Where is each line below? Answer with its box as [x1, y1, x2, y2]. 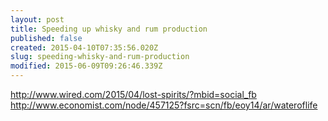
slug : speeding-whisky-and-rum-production [10, 52, 190, 62]
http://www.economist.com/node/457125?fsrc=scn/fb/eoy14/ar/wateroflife [10, 99, 318, 111]
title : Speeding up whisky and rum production [10, 24, 208, 34]
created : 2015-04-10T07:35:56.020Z [10, 42, 159, 53]
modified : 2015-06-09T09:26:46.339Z [10, 61, 163, 71]
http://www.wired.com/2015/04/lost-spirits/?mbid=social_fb [10, 89, 257, 100]
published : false [10, 33, 83, 43]
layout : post [10, 14, 65, 25]
